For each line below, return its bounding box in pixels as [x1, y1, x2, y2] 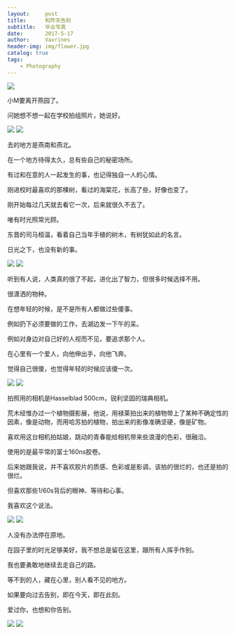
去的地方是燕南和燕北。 [7, 140, 75, 148]
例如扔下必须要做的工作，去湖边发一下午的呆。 [7, 319, 142, 328]
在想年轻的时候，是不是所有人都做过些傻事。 [7, 304, 137, 313]
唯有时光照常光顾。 [7, 215, 63, 224]
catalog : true [7, 50, 49, 57]
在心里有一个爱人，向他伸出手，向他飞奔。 [7, 349, 130, 357]
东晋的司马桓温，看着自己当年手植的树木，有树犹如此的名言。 [7, 230, 186, 239]
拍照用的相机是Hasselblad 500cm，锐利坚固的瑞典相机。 [7, 393, 173, 402]
